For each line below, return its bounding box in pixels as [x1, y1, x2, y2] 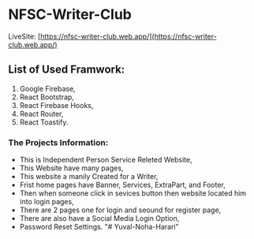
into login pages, [19, 197, 74, 207]
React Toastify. [19, 117, 69, 127]
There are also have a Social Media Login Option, [19, 214, 180, 223]
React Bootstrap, [19, 92, 75, 102]
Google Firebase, [19, 84, 77, 93]
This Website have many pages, [19, 163, 124, 173]
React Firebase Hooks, [19, 100, 94, 110]
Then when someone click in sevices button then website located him [19, 189, 247, 198]
